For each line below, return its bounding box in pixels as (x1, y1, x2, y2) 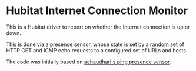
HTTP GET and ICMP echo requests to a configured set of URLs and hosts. (6, 47, 188, 54)
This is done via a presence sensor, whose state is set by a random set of (6, 41, 184, 48)
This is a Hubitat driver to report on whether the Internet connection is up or (6, 23, 190, 30)
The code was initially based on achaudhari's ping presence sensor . (6, 58, 171, 65)
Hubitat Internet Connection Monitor (6, 4, 188, 17)
